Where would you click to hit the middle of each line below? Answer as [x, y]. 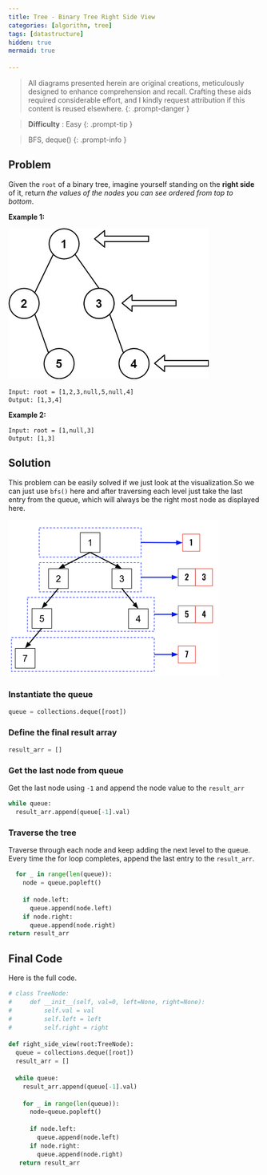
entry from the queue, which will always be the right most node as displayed [134, 499]
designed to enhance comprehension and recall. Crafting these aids [139, 91]
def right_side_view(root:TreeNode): [71, 1044]
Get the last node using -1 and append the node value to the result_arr [127, 788]
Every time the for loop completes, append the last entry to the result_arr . [132, 859]
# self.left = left [55, 1019]
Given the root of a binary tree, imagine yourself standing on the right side [132, 184]
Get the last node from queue [66, 770]
